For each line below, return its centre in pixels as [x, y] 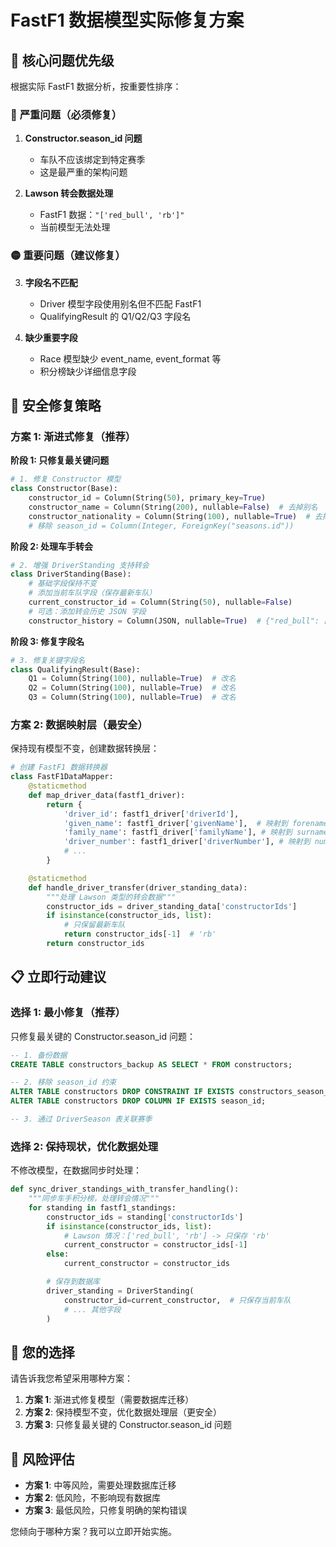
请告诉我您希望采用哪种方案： [71, 1378]
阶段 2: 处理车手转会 [52, 546]
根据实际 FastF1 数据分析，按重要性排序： [96, 86]
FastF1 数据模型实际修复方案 [127, 20]
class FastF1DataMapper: [62, 777]
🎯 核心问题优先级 [62, 60]
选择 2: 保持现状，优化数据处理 [84, 1146]
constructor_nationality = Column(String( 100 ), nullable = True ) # [169, 516]
